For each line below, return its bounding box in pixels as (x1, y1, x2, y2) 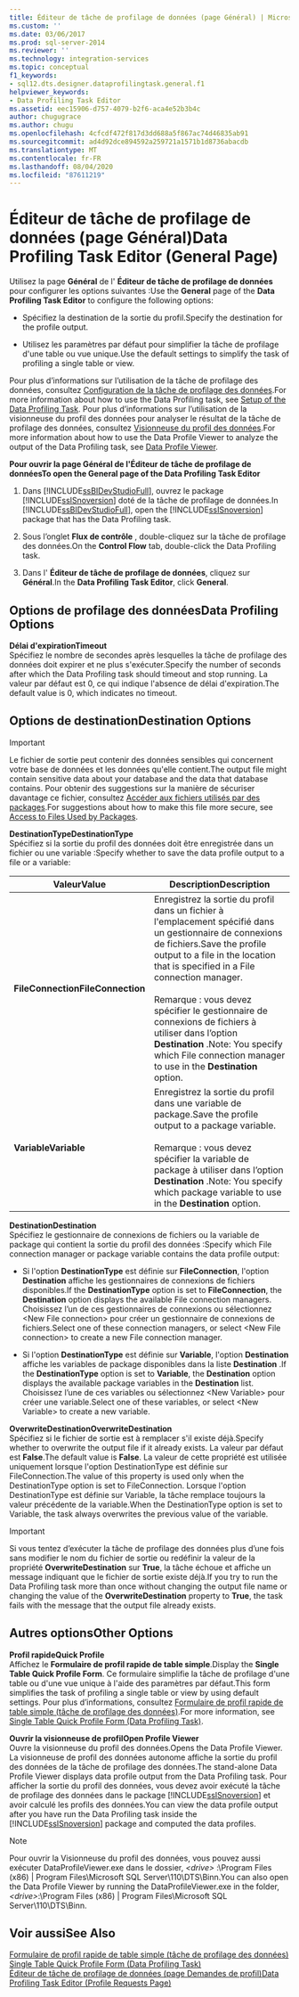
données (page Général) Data (9, 228, 229, 248)
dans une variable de (154, 1097, 242, 1109)
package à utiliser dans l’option (154, 1164, 284, 1176)
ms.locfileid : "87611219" (9, 170, 105, 179)
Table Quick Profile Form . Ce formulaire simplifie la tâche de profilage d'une (9, 1668, 290, 1679)
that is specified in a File (154, 960, 255, 972)
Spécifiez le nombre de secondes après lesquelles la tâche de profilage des (9, 650, 287, 660)
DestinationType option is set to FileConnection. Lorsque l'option (9, 1480, 246, 1491)
